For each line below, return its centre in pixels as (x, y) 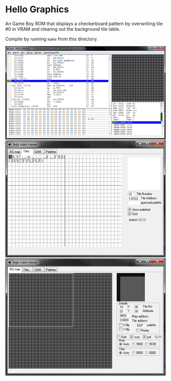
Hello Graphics (37, 9)
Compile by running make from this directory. (52, 39)
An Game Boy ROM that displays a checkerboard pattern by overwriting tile (84, 24)
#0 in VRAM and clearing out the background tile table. (63, 29)
